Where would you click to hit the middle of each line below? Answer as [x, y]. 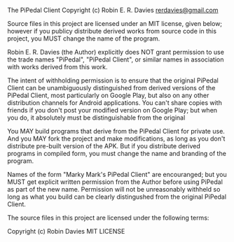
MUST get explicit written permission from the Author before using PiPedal [115, 182]
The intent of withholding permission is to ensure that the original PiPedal [113, 80]
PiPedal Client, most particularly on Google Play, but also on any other [108, 95]
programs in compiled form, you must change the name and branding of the [117, 154]
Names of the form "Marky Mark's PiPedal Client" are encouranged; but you [117, 175]
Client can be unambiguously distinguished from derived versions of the [111, 88]
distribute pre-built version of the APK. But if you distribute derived [104, 146]
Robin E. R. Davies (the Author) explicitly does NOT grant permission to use [116, 52]
